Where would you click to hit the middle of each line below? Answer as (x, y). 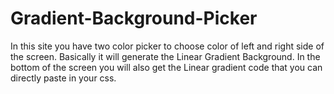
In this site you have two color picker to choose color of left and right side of (167, 46)
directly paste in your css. (63, 78)
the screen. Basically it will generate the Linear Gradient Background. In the (165, 56)
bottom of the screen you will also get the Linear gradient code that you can (166, 67)
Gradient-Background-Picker (134, 18)
